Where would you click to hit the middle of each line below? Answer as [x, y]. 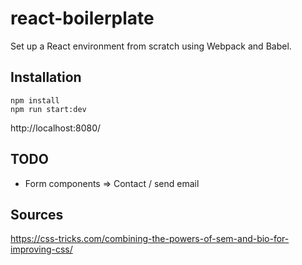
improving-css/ [41, 249]
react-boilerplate [82, 18]
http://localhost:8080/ [56, 128]
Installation [46, 77]
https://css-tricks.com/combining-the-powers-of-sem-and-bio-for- [150, 239]
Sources [37, 214]
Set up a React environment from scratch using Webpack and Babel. [151, 46]
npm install [35, 100]
